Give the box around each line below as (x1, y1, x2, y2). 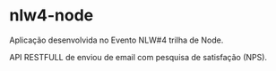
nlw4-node (9, 5, 94, 26)
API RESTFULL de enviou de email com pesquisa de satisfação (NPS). (9, 51, 267, 62)
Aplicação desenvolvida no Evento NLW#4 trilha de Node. (9, 35, 224, 45)
